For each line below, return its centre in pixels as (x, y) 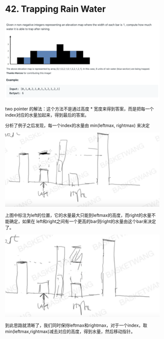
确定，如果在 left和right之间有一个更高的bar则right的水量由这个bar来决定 (82, 221)
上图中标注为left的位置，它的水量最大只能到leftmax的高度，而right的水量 (78, 216)
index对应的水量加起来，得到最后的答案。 (47, 115)
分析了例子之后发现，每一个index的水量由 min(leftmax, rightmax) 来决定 (78, 125)
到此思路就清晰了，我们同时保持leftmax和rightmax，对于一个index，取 (76, 325)
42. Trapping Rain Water (56, 9)
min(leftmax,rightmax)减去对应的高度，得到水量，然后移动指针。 (70, 332)
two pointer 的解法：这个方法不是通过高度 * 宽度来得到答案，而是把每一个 (80, 109)
